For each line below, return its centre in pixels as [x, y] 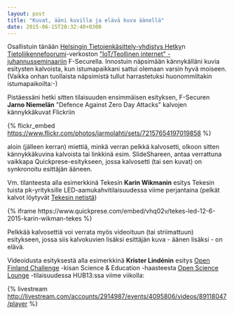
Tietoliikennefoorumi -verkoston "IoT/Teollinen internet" [87, 54]
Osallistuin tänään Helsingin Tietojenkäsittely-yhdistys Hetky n [96, 47]
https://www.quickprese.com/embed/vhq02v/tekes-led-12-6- [126, 211]
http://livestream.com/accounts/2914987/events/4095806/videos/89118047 [117, 296]
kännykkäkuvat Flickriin [41, 112]
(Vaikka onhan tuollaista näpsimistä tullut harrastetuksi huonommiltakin [110, 76]
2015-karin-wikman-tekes [44, 218]
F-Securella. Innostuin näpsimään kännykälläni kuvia [144, 62]
